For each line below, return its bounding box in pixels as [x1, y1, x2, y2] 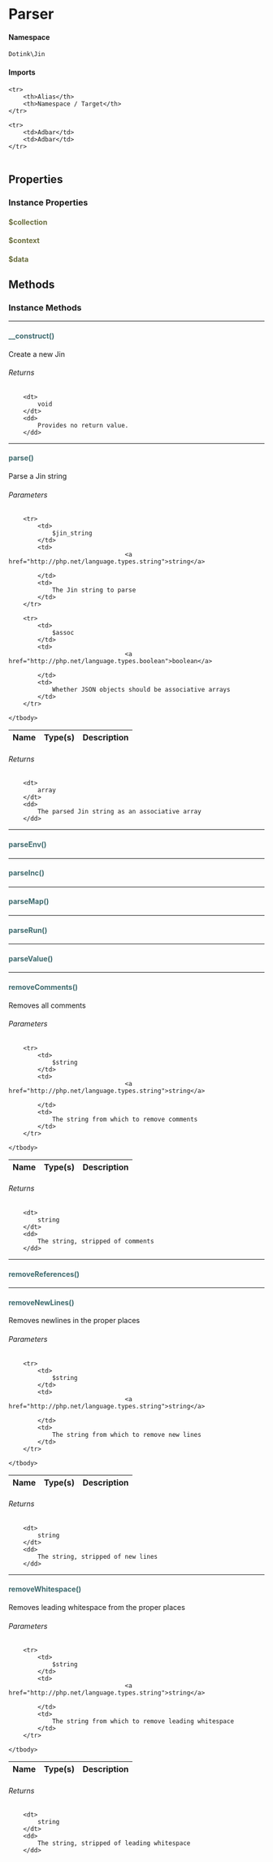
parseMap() [8, 896, 50, 906]
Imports [8, 67, 36, 77]
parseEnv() [8, 839, 47, 849]
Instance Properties [8, 197, 89, 208]
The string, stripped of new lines [37, 1552, 158, 1560]
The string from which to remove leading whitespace [51, 1717, 234, 1725]
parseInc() [8, 868, 45, 878]
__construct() [8, 331, 55, 341]
